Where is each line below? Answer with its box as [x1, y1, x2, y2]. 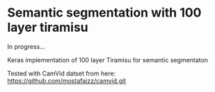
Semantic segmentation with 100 [7, 5, 202, 21]
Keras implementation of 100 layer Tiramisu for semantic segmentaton [7, 55, 209, 64]
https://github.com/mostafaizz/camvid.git [7, 76, 127, 84]
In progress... [7, 42, 45, 50]
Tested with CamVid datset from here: [7, 69, 116, 77]
